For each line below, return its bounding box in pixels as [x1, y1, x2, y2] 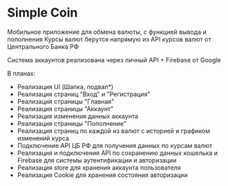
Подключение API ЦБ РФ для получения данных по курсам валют [17, 141, 213, 149]
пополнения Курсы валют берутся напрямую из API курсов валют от [7, 35, 211, 43]
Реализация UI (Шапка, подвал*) [17, 82, 114, 91]
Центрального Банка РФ [7, 42, 79, 50]
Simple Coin [7, 5, 78, 21]
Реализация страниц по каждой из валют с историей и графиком [17, 127, 211, 135]
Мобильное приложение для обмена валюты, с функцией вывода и [7, 28, 207, 36]
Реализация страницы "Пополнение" [17, 119, 127, 127]
